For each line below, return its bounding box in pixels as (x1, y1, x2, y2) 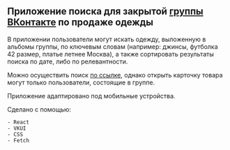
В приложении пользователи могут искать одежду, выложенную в (7, 35, 206, 43)
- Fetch (7, 137, 30, 144)
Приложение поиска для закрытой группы (7, 6, 204, 17)
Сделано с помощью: (7, 105, 72, 114)
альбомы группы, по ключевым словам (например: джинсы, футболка (7, 42, 218, 51)
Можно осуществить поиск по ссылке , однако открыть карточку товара (7, 70, 223, 79)
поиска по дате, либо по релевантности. (7, 57, 128, 66)
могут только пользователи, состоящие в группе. (7, 78, 155, 87)
